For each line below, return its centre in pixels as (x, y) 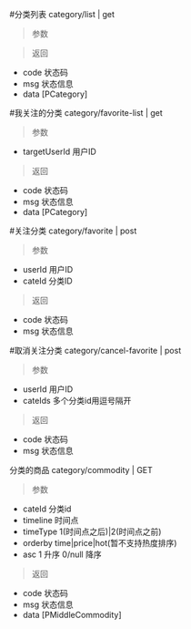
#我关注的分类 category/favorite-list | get (86, 113)
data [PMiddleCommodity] (72, 615)
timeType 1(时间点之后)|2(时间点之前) (92, 531)
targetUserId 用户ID (60, 151)
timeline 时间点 (50, 520)
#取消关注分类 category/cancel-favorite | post (95, 351)
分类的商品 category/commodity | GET (81, 470)
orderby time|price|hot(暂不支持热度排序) (100, 543)
